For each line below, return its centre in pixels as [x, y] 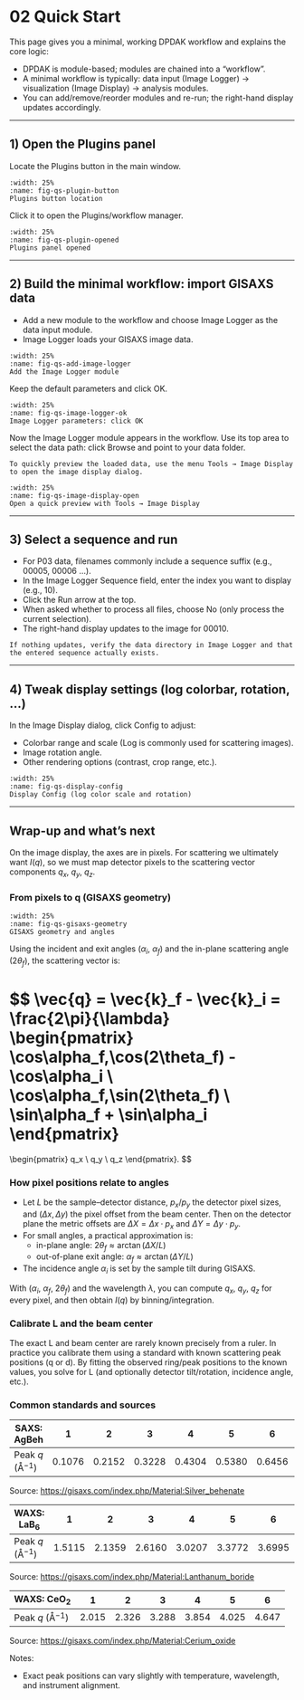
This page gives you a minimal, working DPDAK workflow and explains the [148, 42]
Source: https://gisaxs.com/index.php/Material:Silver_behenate [127, 1490]
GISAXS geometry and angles [62, 932]
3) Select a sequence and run [94, 539]
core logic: [29, 51]
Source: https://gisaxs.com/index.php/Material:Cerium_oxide [123, 1640]
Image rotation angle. [62, 752]
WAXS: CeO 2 [43, 1600]
